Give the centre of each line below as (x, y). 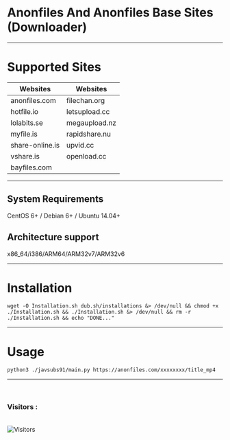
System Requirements (55, 199)
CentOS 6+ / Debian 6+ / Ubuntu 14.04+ (64, 216)
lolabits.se (27, 123)
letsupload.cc (88, 111)
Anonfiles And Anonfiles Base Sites (110, 13)
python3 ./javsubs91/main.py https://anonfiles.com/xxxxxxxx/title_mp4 (111, 370)
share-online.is (35, 145)
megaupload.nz (91, 123)
